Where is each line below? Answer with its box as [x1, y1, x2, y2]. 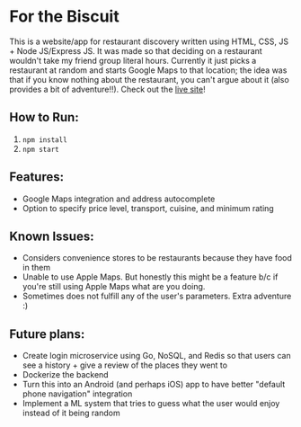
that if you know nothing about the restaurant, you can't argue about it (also [9, 74, 289, 85]
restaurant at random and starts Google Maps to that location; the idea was [9, 65, 288, 76]
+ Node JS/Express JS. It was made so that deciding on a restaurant [9, 45, 262, 56]
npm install [22, 135, 67, 145]
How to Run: [9, 110, 79, 125]
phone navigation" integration [22, 388, 133, 399]
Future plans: [9, 326, 85, 342]
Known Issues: [9, 228, 94, 244]
